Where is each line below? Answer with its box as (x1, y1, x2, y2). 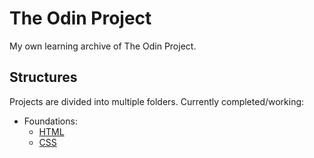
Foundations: (23, 115, 78, 127)
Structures (9, 69, 78, 86)
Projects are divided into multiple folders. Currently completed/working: (9, 95, 305, 107)
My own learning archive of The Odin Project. (9, 40, 197, 52)
